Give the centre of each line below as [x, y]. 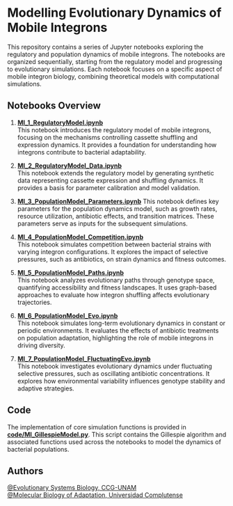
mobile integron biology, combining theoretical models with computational [113, 76]
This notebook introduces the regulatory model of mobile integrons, [114, 129]
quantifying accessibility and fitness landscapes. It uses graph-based [117, 287]
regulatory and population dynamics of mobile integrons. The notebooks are [116, 54]
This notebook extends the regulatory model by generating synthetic [115, 173]
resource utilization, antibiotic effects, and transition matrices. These [115, 216]
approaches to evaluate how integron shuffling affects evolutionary [113, 294]
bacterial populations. [38, 449]
